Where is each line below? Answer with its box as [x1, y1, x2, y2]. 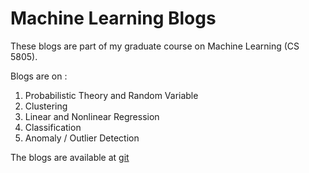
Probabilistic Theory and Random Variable [24, 89, 199, 101]
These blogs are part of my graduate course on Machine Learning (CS [10, 40, 300, 52]
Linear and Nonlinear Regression [24, 110, 160, 122]
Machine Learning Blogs [10, 7, 217, 30]
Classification [24, 121, 82, 133]
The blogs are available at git [10, 151, 130, 163]
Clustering [24, 100, 68, 112]
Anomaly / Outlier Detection [24, 132, 140, 144]
